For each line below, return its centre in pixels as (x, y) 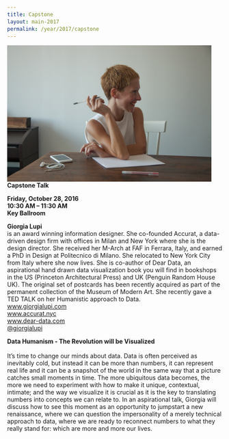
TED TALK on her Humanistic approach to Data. (74, 299)
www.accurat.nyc (32, 313)
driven (16, 241)
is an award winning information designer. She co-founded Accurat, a (105, 233)
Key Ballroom (26, 213)
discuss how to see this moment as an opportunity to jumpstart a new (105, 406)
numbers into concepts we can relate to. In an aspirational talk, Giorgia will (112, 399)
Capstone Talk (28, 185)
